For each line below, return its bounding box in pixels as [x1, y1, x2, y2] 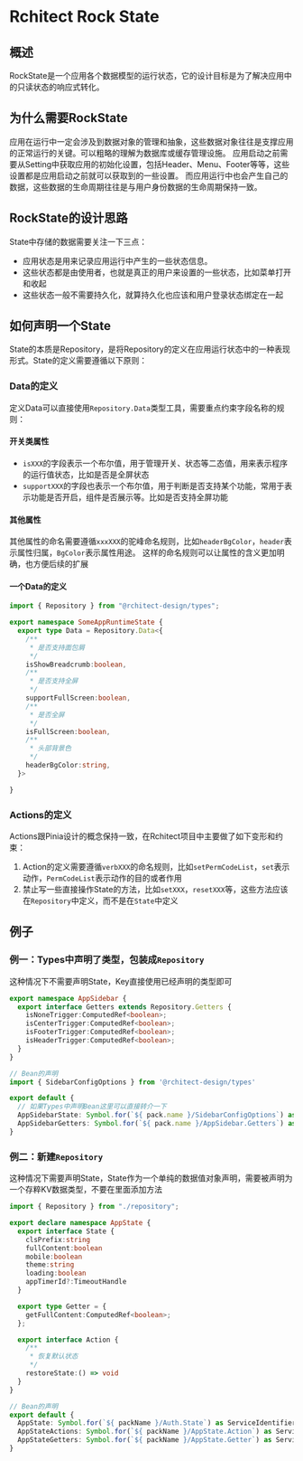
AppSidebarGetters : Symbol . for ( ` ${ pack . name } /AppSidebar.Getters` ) [17, 1119, 284, 1128]
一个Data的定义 [9, 580, 68, 591]
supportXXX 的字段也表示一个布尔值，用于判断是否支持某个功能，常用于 [22, 480, 285, 491]
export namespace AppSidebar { [9, 994, 127, 1003]
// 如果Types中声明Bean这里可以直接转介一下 [17, 1102, 167, 1111]
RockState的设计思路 [9, 211, 128, 226]
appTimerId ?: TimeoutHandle [25, 1277, 127, 1287]
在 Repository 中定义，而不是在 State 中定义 [22, 895, 179, 906]
